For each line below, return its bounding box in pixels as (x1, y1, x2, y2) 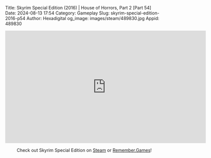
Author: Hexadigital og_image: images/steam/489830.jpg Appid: (27, 15, 159, 21)
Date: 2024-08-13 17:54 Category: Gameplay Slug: (5, 10, 110, 16)
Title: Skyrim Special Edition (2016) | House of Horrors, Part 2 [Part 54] (5, 5, 151, 10)
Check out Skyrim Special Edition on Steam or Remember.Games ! (17, 147, 152, 153)
